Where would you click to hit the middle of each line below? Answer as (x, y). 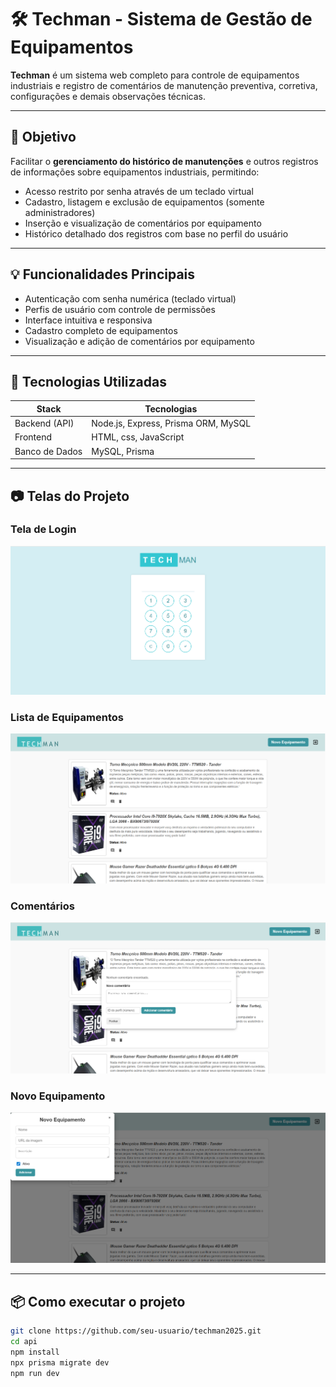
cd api (24, 1342)
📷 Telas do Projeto (70, 496)
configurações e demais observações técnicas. (108, 96)
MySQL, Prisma (123, 451)
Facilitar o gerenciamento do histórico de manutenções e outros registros (164, 161)
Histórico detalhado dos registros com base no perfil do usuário (156, 233)
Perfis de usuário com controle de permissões (120, 309)
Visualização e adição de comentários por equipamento (139, 341)
